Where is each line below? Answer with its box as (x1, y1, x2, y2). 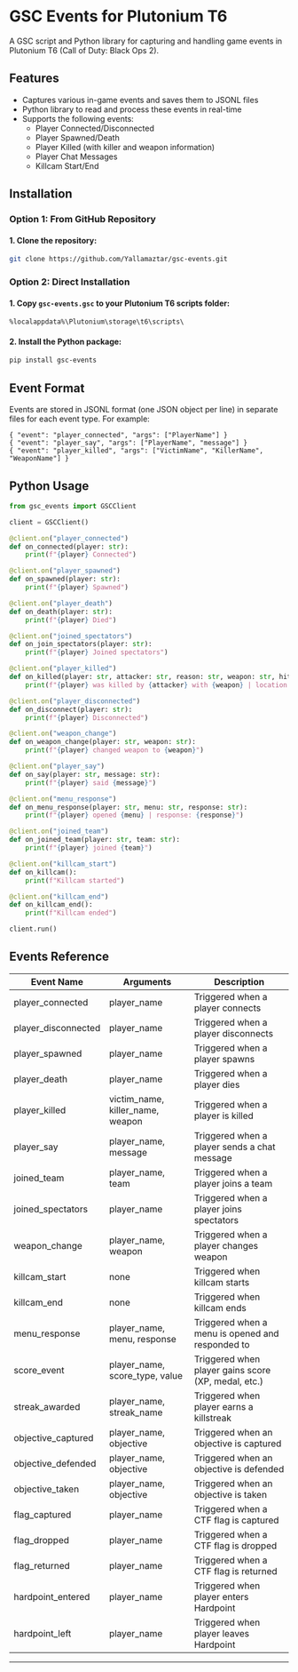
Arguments (122, 975, 172, 988)
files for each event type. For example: (9, 413, 151, 424)
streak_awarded (13, 1400, 81, 1412)
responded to (193, 1338, 250, 1350)
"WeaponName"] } (9, 454, 69, 463)
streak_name (109, 1406, 163, 1419)
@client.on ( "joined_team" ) (9, 827, 109, 836)
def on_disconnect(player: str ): (9, 705, 133, 714)
